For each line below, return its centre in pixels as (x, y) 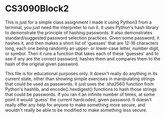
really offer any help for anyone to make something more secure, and (75, 105)
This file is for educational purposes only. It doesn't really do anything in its (81, 73)
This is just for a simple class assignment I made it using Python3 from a (78, 22)
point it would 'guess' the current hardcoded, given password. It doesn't (78, 99)
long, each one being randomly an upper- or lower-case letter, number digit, (82, 48)
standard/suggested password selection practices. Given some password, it (82, 38)
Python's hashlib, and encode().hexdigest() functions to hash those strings (81, 89)
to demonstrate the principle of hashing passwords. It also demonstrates (79, 32)
